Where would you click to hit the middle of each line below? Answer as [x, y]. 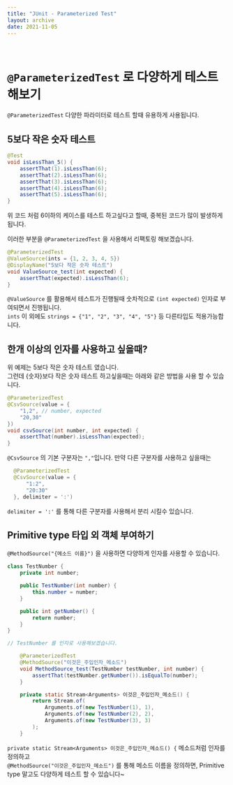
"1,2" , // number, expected [60, 411]
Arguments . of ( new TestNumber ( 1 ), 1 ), [99, 707]
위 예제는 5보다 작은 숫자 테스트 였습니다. [63, 367]
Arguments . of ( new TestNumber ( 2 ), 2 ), [99, 714]
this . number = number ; [65, 592]
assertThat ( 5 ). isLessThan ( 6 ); [64, 195]
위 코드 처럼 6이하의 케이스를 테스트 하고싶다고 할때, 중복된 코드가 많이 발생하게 [115, 215]
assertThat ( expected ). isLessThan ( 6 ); [75, 278]
